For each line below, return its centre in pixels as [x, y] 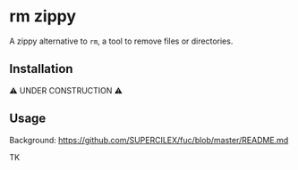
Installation [41, 69]
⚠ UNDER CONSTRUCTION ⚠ [66, 90]
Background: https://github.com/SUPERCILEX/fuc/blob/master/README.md [149, 140]
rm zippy [43, 16]
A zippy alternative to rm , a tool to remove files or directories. [121, 41]
